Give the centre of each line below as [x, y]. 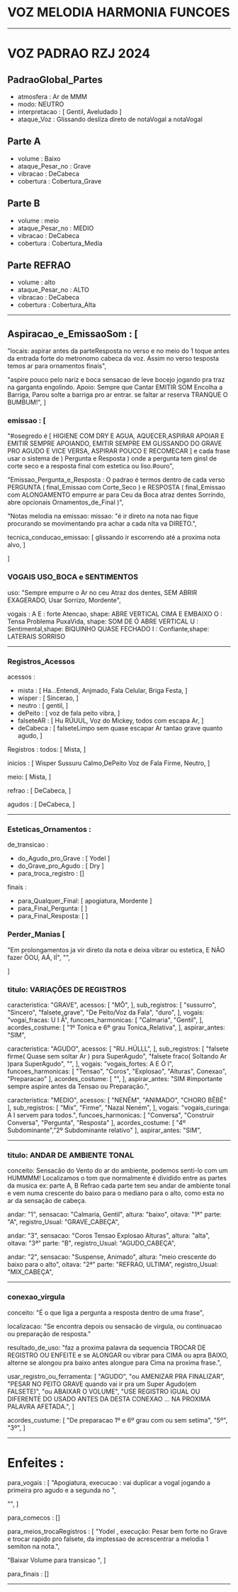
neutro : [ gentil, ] [43, 706]
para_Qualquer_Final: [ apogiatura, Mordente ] [85, 901]
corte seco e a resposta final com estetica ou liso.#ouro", [91, 466]
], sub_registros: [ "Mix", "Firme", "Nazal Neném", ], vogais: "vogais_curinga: [119, 1107]
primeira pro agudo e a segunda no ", [62, 1490]
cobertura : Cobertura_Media [60, 243]
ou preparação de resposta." [49, 1333]
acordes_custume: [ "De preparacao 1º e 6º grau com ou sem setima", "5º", [118, 1420]
